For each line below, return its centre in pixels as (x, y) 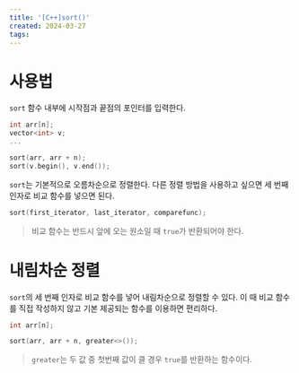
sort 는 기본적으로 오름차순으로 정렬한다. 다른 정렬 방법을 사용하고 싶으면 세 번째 (149, 184)
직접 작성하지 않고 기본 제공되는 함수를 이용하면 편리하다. (118, 308)
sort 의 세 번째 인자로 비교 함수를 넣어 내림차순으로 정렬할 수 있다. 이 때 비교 (141, 297)
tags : (19, 34)
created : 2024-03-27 (48, 26)
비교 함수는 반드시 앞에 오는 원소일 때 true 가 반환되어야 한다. (137, 230)
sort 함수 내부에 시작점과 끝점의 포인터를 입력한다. (97, 108)
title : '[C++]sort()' (50, 17)
